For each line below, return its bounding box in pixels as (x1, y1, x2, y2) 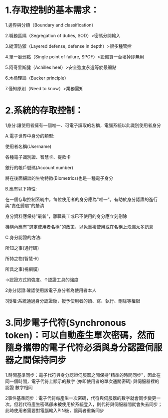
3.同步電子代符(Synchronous (5, 317, 126, 329)
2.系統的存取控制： (5, 105, 84, 116)
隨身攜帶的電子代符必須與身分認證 (5, 342, 146, 354)
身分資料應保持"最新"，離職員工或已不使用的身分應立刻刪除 (5, 213, 128, 219)
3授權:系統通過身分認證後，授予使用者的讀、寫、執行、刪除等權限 (5, 297, 141, 304)
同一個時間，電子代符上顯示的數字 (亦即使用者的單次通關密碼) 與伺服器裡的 (5, 378, 160, 384)
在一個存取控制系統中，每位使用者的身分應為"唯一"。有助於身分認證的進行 (5, 196, 158, 202)
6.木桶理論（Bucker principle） (5, 75, 69, 81)
